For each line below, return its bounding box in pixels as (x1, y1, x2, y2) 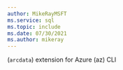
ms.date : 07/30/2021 (7, 29, 68, 37)
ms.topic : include (7, 23, 61, 30)
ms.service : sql (7, 17, 55, 24)
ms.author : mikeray (7, 36, 64, 43)
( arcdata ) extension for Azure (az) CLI (7, 55, 117, 64)
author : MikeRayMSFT (7, 10, 68, 17)
